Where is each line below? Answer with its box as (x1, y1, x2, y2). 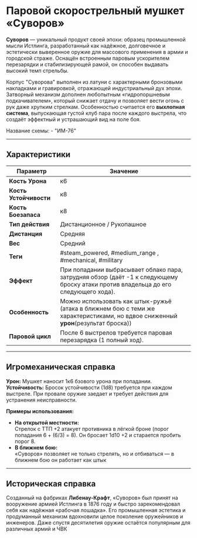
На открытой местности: (14, 419, 79, 426)
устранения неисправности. (6, 396, 77, 403)
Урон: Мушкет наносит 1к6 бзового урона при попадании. (6, 377, 152, 384)
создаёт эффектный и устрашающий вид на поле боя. (6, 115, 141, 122)
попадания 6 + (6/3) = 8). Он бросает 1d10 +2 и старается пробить (14, 431, 181, 438)
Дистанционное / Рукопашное (60, 220, 147, 228)
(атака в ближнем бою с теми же (60, 304, 155, 312)
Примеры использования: (6, 407, 74, 414)
